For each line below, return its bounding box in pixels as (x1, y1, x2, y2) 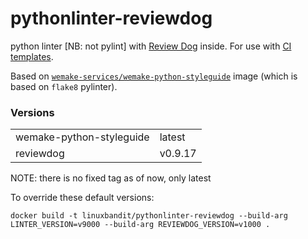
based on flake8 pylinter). (10, 80, 118, 92)
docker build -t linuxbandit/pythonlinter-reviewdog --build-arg (10, 211, 288, 221)
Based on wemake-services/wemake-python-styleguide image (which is (10, 70, 298, 82)
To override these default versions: (10, 192, 155, 204)
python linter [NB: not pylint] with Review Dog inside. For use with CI (10, 40, 292, 52)
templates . (10, 50, 54, 62)
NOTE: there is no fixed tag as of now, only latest (10, 172, 212, 184)
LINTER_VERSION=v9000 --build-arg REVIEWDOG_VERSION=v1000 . (10, 220, 271, 230)
